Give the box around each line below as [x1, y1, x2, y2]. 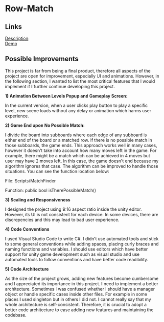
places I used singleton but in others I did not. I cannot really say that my [5, 296, 151, 302]
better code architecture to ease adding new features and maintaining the [5, 307, 154, 313]
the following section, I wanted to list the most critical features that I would [5, 78, 155, 84]
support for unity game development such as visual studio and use [5, 251, 140, 257]
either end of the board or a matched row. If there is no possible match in [5, 137, 153, 143]
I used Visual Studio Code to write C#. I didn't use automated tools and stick [5, 236, 159, 242]
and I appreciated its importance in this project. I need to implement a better [5, 280, 158, 287]
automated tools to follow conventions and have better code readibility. [5, 256, 148, 262]
